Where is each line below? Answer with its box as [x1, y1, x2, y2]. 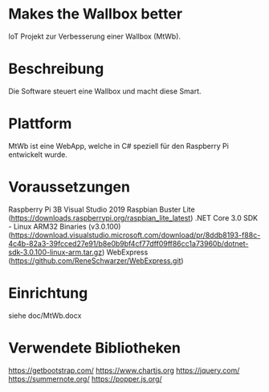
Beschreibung [8, 60, 104, 78]
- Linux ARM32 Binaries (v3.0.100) [8, 221, 121, 231]
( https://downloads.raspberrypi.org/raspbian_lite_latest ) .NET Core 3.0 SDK [8, 213, 259, 222]
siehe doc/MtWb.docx [8, 311, 82, 320]
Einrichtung [8, 283, 88, 302]
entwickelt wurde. [8, 150, 68, 159]
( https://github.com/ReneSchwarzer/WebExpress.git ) [8, 255, 184, 266]
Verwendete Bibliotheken [8, 339, 181, 357]
